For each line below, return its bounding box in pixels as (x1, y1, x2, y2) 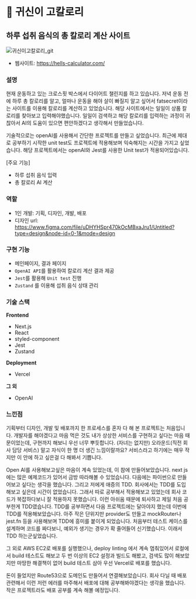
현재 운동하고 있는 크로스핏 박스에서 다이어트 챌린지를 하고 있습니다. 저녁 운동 (6, 90, 183, 97)
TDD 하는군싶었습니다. (6, 532, 58, 540)
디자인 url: (14, 216, 39, 224)
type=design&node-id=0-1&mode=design (14, 229, 115, 236)
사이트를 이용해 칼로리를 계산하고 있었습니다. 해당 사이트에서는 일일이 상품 (12, 105, 181, 112)
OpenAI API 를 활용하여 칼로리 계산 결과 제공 (14, 267, 115, 274)
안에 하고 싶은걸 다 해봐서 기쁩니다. (23, 454, 103, 461)
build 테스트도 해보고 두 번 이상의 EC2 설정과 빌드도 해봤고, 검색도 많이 (12, 552, 174, 559)
